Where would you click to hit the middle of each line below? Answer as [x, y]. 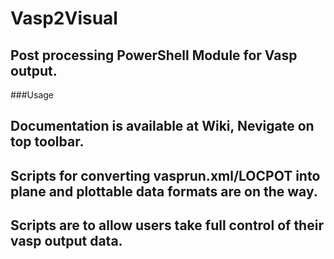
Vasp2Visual [64, 18]
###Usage [32, 95]
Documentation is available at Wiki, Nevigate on [162, 126]
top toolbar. [47, 142]
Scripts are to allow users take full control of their [167, 225]
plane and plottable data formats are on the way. [164, 191]
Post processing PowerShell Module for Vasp [154, 55]
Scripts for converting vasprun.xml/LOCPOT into [165, 175]
